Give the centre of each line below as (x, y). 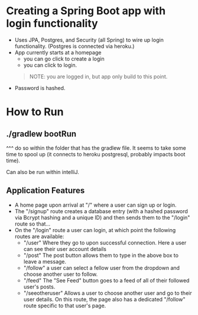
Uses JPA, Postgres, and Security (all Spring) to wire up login (89, 40)
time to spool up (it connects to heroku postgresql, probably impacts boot (96, 154)
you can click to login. (50, 65)
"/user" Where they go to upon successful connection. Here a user (105, 242)
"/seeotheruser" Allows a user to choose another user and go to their (108, 293)
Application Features (46, 191)
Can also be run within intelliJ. (43, 172)
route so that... (33, 224)
